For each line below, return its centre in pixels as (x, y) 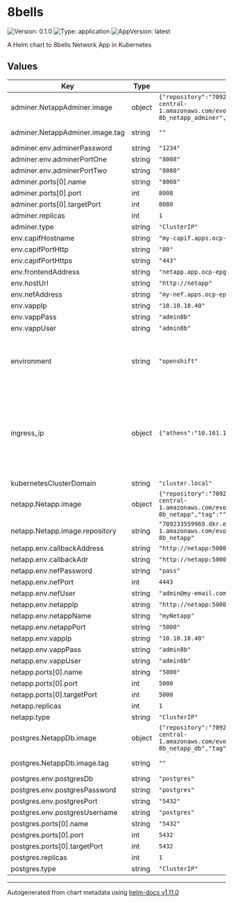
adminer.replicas (38, 216)
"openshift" (178, 361)
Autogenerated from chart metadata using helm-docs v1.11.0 (93, 892)
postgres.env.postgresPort (54, 801)
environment (31, 361)
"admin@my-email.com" (194, 593)
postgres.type (34, 868)
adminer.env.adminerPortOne (59, 159)
